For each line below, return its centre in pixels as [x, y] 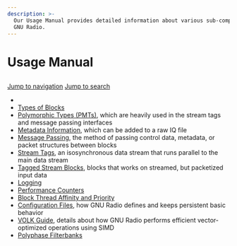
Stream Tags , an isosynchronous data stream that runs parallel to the [118, 152]
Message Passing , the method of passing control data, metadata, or [116, 137]
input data [32, 175]
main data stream [43, 160]
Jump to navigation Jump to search [59, 86]
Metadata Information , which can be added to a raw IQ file [102, 130]
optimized [32, 228]
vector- [208, 220]
